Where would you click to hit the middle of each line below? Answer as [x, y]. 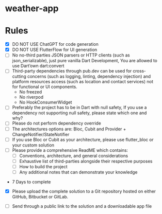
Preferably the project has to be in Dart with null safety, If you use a [79, 107]
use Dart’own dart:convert [38, 66]
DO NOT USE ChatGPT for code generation [55, 44]
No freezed [31, 92]
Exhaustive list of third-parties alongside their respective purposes [86, 161]
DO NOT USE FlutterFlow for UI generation [55, 50]
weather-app [32, 9]
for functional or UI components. [45, 87]
